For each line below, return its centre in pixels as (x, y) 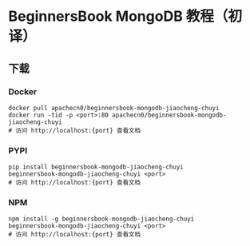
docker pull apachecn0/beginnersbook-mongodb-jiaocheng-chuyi (114, 108)
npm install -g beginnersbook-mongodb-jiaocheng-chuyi (101, 219)
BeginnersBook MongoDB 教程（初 (125, 16)
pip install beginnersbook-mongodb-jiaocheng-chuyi (96, 167)
